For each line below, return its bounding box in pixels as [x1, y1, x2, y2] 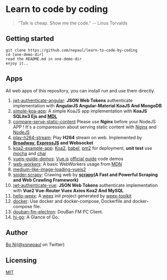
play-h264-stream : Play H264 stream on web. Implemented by [12, 134, 143, 140]
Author [5, 228, 28, 237]
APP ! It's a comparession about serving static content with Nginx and [12, 124, 157, 130]
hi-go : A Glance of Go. [12, 214, 59, 220]
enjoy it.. [5, 61, 28, 66]
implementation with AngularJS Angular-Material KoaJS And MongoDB [12, 102, 162, 108]
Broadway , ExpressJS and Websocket [12, 140, 94, 146]
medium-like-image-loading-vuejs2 [12, 166, 86, 172]
